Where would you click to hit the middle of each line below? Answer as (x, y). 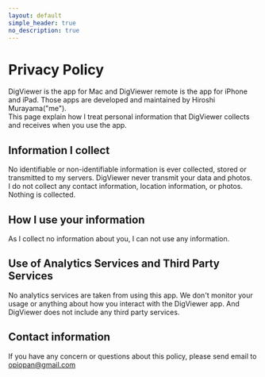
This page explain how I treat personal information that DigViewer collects (129, 117)
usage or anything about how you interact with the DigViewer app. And (124, 303)
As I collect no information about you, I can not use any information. (119, 238)
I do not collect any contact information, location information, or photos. (126, 187)
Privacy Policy (56, 69)
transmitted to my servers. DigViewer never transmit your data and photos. (130, 178)
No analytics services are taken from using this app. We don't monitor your (131, 295)
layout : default (35, 15)
